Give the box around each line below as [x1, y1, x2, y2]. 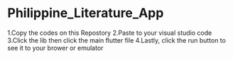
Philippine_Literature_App [7, 5, 164, 21]
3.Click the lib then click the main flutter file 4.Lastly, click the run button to [7, 36, 226, 44]
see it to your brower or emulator [7, 43, 104, 52]
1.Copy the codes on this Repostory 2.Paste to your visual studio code [7, 28, 212, 37]
